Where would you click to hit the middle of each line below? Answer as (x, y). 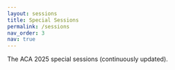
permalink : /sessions (39, 26)
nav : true (22, 40)
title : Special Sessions (43, 20)
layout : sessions (32, 14)
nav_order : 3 (26, 33)
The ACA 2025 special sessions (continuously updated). (87, 59)
